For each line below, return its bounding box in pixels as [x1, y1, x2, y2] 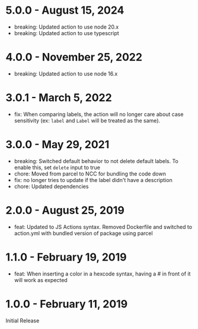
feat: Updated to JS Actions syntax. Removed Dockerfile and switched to [14, 223, 193, 230]
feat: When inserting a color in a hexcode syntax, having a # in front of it [14, 270, 191, 277]
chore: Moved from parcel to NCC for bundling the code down [14, 170, 167, 177]
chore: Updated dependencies [14, 183, 89, 190]
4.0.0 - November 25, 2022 [5, 51, 143, 64]
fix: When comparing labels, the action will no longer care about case [14, 111, 184, 118]
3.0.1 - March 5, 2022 [5, 91, 112, 105]
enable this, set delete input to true [14, 164, 100, 171]
